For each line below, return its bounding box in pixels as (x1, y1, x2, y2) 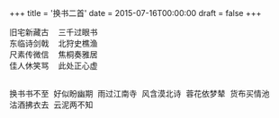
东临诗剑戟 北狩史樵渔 (9, 38, 98, 48)
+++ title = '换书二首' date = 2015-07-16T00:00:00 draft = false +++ (9, 8, 262, 18)
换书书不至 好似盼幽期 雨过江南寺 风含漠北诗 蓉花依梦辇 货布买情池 (9, 88, 270, 98)
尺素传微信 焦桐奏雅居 (9, 50, 98, 60)
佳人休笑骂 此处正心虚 (9, 61, 98, 71)
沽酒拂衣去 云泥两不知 (9, 100, 94, 110)
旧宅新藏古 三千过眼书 (9, 28, 98, 38)
